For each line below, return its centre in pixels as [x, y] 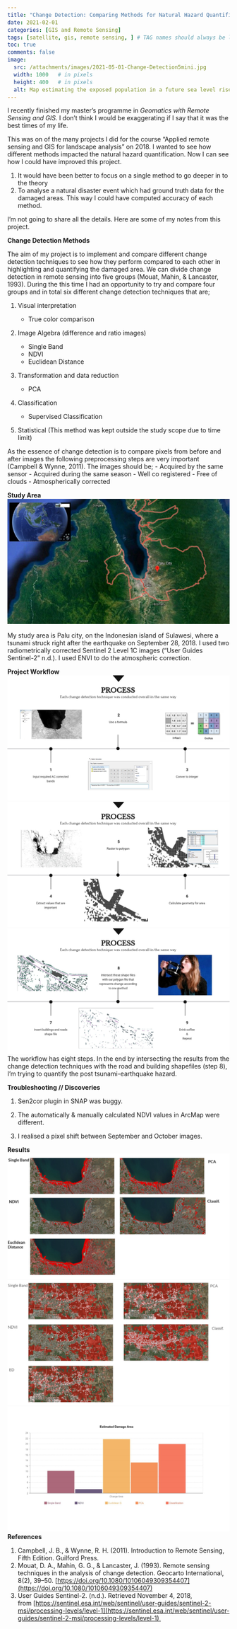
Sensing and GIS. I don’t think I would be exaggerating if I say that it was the [118, 118]
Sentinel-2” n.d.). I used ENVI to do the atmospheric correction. [99, 658]
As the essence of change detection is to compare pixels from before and [114, 451]
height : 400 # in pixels [53, 82]
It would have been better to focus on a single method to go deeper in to [123, 175]
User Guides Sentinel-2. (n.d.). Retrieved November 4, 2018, [105, 1596]
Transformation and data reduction [68, 376]
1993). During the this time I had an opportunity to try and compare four [111, 284]
